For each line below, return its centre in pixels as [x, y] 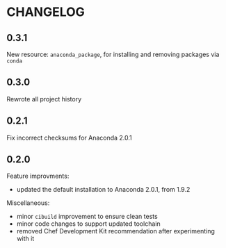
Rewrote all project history [44, 99]
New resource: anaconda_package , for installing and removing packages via [113, 54]
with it [25, 239]
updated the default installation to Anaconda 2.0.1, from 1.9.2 [103, 190]
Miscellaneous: [28, 203]
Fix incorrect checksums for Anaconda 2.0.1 [70, 138]
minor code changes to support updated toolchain [88, 224]
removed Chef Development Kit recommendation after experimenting [115, 231]
